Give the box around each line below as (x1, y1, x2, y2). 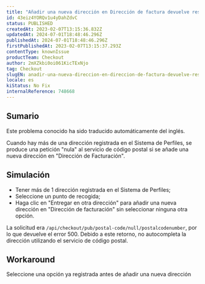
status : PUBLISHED (6, 20, 53, 26)
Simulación (6, 170, 50, 180)
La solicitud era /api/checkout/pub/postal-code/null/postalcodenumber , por (6, 224, 197, 231)
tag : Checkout (6, 65, 43, 72)
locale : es (6, 77, 34, 83)
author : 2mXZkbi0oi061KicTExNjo (6, 60, 88, 66)
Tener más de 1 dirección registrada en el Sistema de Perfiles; (15, 186, 171, 193)
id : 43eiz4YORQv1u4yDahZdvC (6, 15, 78, 21)
